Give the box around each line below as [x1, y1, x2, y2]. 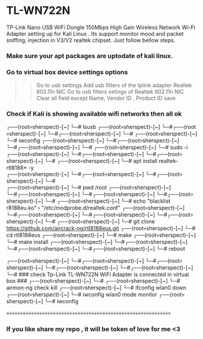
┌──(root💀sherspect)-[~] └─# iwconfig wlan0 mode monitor [6, 291, 158, 298]
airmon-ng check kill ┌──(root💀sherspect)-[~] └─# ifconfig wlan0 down [6, 284, 187, 291]
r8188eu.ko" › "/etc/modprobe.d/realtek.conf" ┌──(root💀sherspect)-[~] [6, 204, 185, 212]
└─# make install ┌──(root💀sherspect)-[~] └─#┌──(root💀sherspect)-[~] [6, 239, 188, 246]
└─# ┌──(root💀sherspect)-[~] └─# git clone [44, 218, 156, 225]
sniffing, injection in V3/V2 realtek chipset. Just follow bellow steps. [6, 36, 176, 44]
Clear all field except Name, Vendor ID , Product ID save [36, 94, 176, 102]
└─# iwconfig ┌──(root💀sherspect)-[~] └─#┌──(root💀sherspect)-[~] [6, 137, 180, 144]
